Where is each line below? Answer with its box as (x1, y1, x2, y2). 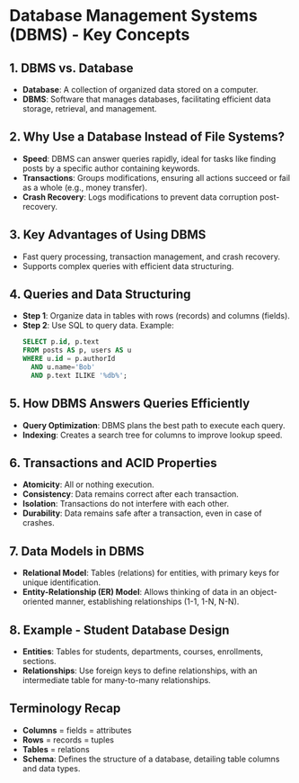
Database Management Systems (9, 5, 259, 26)
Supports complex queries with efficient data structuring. (22, 260, 234, 271)
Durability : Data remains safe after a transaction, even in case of (22, 508, 262, 518)
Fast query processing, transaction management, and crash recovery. (22, 251, 281, 262)
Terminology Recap (9, 701, 121, 716)
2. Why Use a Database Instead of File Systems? (9, 130, 286, 145)
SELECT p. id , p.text (22, 337, 100, 346)
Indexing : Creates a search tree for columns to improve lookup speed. (22, 429, 283, 440)
